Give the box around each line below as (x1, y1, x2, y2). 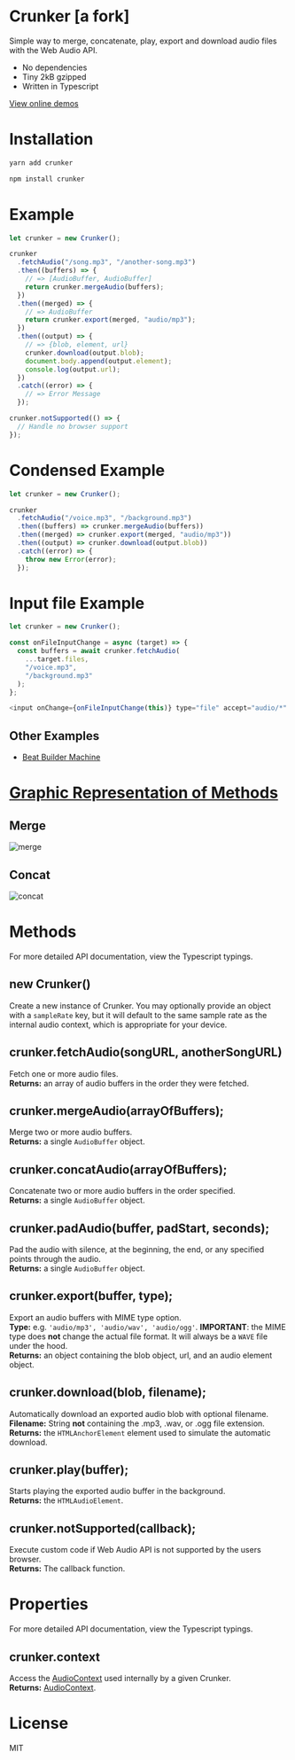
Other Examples (9, 728, 100, 744)
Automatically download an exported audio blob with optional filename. (9, 1408, 268, 1419)
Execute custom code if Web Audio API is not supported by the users (9, 1545, 261, 1555)
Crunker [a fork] (9, 6, 130, 27)
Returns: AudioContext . (9, 1682, 97, 1693)
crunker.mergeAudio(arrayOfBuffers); (9, 1103, 224, 1118)
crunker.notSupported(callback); (9, 1521, 197, 1536)
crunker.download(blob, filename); (9, 1385, 206, 1400)
